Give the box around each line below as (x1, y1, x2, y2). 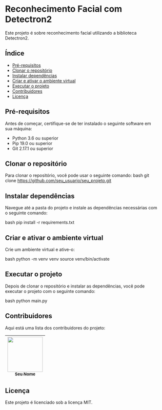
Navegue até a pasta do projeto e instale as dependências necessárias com (5, 205, 158, 211)
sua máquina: (5, 125, 32, 131)
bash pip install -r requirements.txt (5, 220, 75, 225)
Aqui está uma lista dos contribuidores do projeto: (5, 325, 106, 330)
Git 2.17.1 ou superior (12, 145, 54, 151)
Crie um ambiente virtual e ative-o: (5, 246, 75, 252)
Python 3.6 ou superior (12, 135, 59, 141)
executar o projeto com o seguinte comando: (5, 288, 96, 294)
